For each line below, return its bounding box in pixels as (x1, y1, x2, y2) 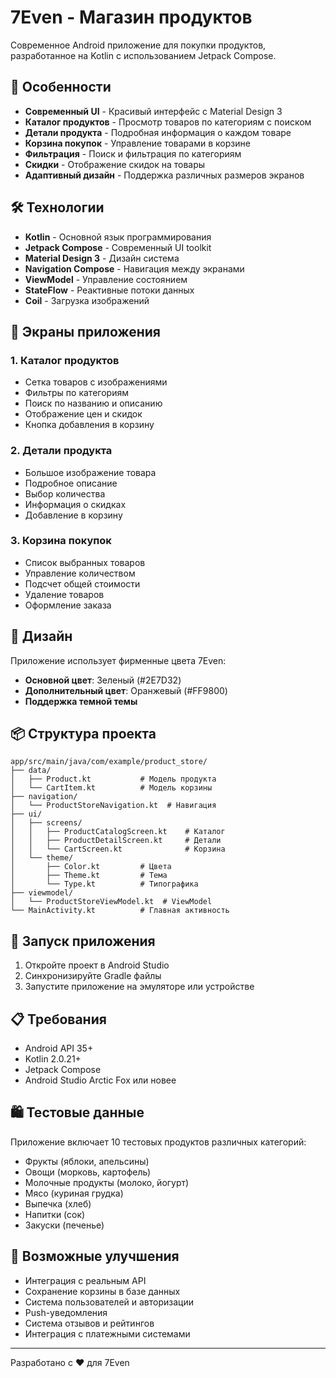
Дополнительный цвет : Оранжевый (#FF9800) (24, 684, 228, 696)
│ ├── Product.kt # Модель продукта (10, 774, 217, 785)
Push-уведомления (24, 1306, 108, 1318)
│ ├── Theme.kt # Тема (10, 871, 168, 881)
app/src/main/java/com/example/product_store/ (10, 757, 208, 767)
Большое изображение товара (24, 466, 157, 478)
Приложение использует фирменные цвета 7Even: (10, 654, 227, 666)
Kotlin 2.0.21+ (24, 1053, 82, 1065)
